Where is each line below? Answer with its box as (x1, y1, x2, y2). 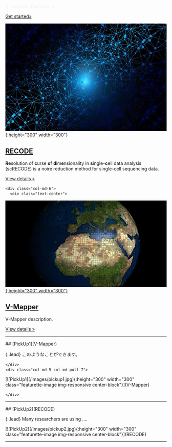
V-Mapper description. (5, 316, 53, 322)
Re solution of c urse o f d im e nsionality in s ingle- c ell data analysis (5, 160, 142, 166)
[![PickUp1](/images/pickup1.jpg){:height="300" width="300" (5, 376, 135, 382)
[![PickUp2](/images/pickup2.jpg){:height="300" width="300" (5, 425, 137, 432)
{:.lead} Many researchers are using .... (5, 416, 88, 422)
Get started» (5, 13, 32, 19)
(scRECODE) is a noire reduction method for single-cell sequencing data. (5, 166, 159, 172)
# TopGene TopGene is (5, 4, 54, 9)
